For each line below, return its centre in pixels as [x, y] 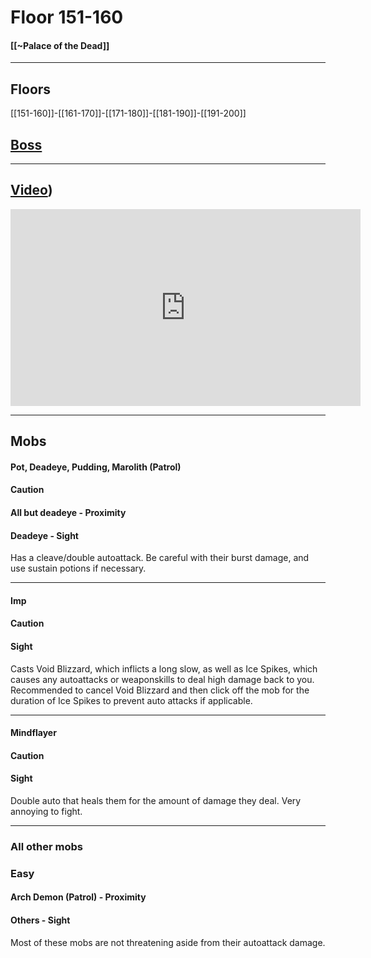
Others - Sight [40, 920]
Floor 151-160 [67, 17]
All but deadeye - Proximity [68, 512]
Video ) [31, 190]
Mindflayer [33, 733]
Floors [31, 89]
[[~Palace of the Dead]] [60, 45]
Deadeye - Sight [44, 535]
